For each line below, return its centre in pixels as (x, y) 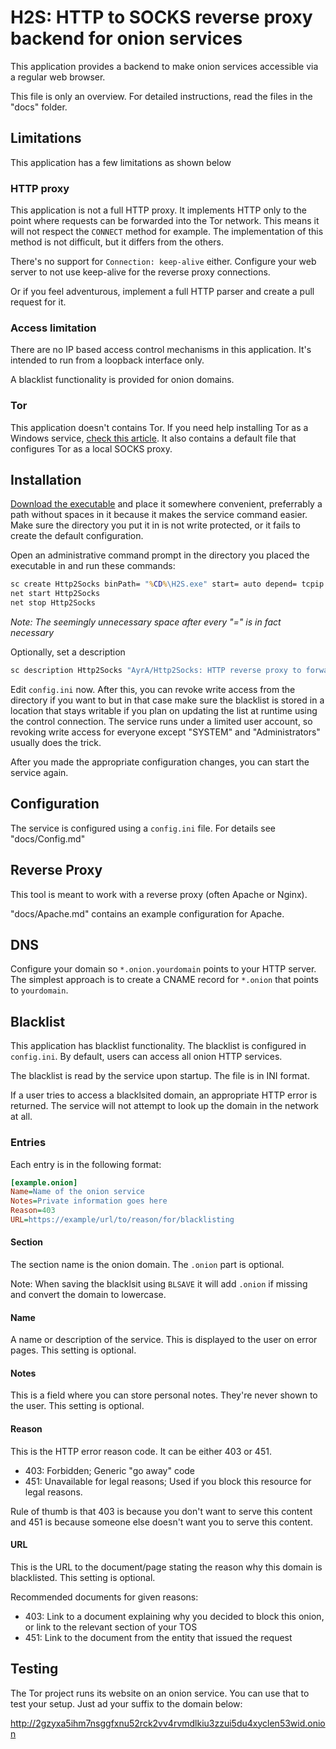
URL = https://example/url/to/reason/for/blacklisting (122, 1220)
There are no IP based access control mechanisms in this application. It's (161, 350)
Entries (28, 1143)
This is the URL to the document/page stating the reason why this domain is (166, 1567)
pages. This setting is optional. (73, 1350)
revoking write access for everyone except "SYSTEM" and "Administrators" (165, 732)
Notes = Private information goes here (89, 1201)
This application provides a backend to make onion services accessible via (164, 66)
